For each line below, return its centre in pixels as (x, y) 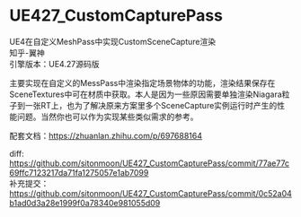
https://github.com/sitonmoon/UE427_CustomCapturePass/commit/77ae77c (150, 163)
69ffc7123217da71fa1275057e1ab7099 (79, 172)
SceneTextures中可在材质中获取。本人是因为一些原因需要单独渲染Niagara (146, 94)
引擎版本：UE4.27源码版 (54, 64)
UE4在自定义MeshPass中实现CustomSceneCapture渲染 (113, 41)
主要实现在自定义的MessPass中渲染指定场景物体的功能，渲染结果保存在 (142, 82)
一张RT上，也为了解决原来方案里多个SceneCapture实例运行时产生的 (151, 105)
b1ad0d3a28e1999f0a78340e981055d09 (85, 203)
